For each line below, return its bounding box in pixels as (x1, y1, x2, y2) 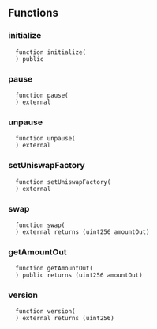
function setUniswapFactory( (15, 178, 111, 186)
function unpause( (15, 135, 77, 143)
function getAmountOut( (15, 265, 93, 273)
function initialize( (15, 48, 87, 56)
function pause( (15, 91, 69, 99)
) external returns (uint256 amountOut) (15, 228, 150, 236)
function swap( (15, 221, 65, 229)
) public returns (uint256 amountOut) (15, 271, 144, 280)
